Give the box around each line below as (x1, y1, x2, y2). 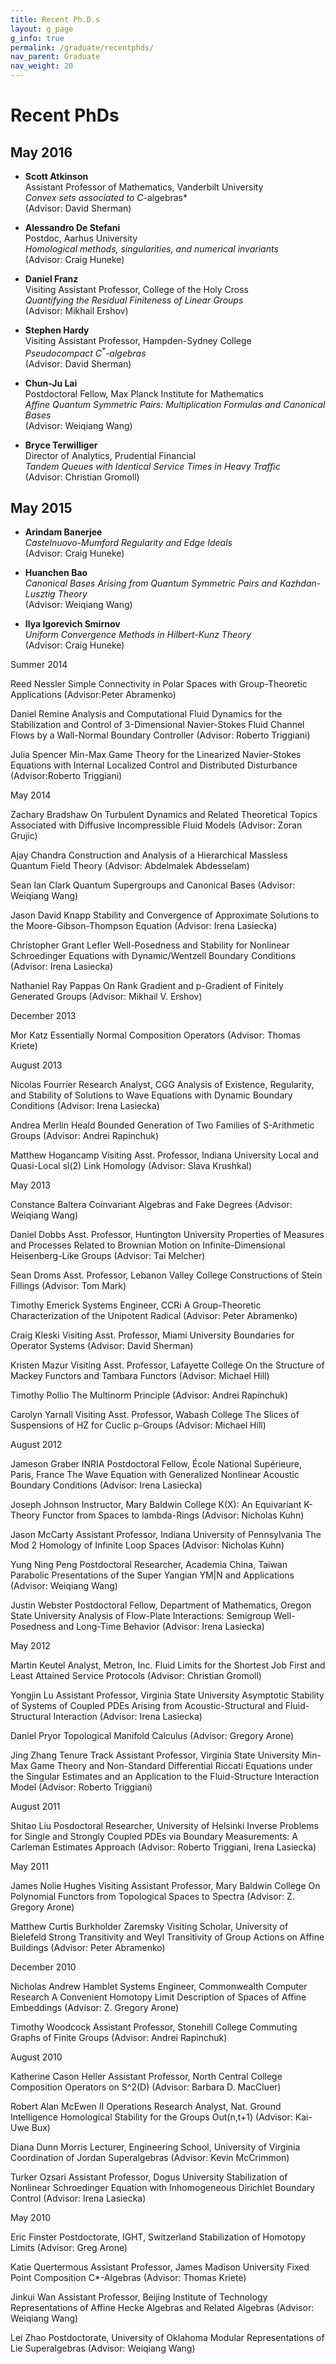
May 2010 (10, 2212, 52, 2224)
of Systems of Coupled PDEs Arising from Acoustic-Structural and (10, 1700, 283, 1712)
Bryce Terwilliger (24, 439, 98, 451)
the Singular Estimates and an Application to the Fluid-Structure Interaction (10, 1771, 320, 1783)
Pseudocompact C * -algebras (24, 346, 147, 359)
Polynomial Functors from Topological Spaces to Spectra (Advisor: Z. (10, 1891, 295, 1903)
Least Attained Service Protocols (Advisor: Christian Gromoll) (10, 1670, 262, 1682)
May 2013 (10, 1179, 51, 1191)
